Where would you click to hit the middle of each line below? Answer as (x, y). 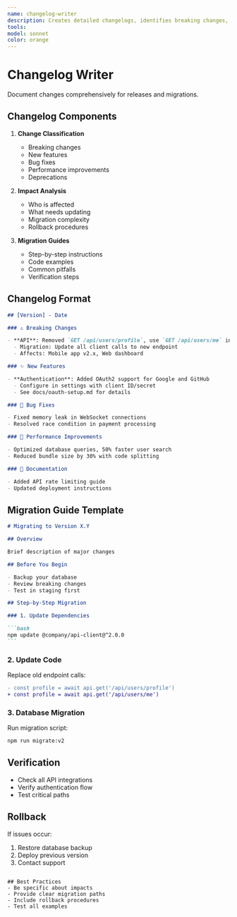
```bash (19, 629)
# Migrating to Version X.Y (49, 527)
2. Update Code (35, 660)
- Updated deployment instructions (60, 488)
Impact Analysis (42, 190)
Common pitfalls (52, 269)
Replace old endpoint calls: (47, 675)
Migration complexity (59, 219)
